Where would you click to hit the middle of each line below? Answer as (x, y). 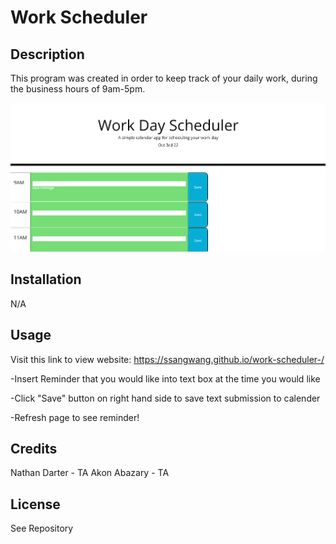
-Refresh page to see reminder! (75, 417)
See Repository (42, 528)
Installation (46, 279)
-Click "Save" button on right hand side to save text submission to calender (165, 398)
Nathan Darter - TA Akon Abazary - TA (90, 473)
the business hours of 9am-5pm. (78, 89)
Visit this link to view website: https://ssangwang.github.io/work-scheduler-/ (167, 359)
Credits (34, 448)
